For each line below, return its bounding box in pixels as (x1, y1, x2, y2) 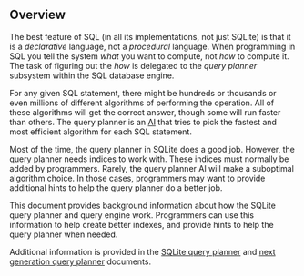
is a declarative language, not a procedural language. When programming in (9, 41, 296, 52)
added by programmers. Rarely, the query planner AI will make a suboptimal (9, 163, 294, 173)
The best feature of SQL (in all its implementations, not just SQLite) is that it (9, 31, 291, 42)
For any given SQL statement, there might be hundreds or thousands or (9, 87, 277, 98)
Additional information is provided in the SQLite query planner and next (9, 246, 276, 257)
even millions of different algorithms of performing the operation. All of (9, 97, 275, 108)
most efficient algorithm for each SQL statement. (9, 126, 193, 137)
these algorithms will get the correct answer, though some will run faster (9, 106, 281, 117)
